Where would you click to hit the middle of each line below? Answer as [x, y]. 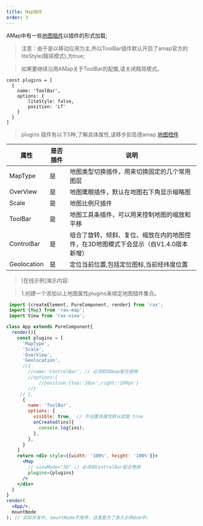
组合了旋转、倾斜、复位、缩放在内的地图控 [130, 235]
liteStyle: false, [51, 101]
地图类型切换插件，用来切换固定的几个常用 [130, 172]
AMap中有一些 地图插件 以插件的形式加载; [57, 35]
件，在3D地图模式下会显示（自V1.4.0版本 [129, 244]
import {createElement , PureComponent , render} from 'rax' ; [86, 305]
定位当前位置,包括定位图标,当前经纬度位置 [129, 265]
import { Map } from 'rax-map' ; [47, 310]
